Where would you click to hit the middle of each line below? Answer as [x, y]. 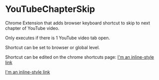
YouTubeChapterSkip [50, 9]
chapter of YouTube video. [32, 28]
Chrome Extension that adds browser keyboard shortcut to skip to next [78, 23]
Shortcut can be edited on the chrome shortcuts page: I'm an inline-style [79, 57]
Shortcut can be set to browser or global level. [53, 47]
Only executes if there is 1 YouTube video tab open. [58, 38]
